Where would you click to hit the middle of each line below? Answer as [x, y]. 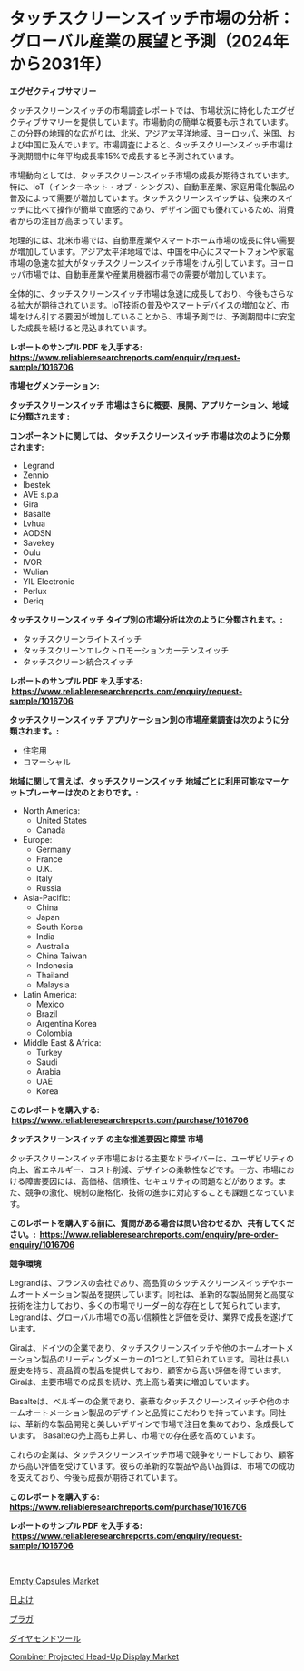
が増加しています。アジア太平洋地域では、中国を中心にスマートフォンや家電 [152, 251]
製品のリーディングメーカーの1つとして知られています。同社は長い [165, 1359]
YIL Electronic [49, 581]
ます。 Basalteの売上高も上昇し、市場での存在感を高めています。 [138, 1435]
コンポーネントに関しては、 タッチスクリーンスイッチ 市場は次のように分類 [150, 435]
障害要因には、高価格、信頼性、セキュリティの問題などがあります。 [152, 1180]
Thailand [53, 975]
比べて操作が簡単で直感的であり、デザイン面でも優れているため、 [156, 209]
